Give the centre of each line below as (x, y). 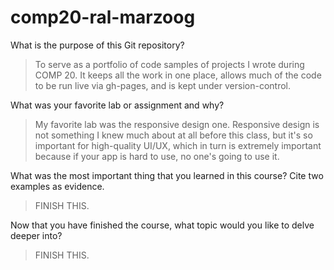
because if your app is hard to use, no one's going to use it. (157, 156)
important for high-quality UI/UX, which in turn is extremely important (178, 145)
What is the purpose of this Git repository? (97, 45)
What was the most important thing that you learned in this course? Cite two (167, 175)
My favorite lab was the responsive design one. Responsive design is (177, 124)
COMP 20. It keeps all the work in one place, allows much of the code (178, 75)
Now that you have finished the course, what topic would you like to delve (162, 225)
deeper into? (36, 235)
